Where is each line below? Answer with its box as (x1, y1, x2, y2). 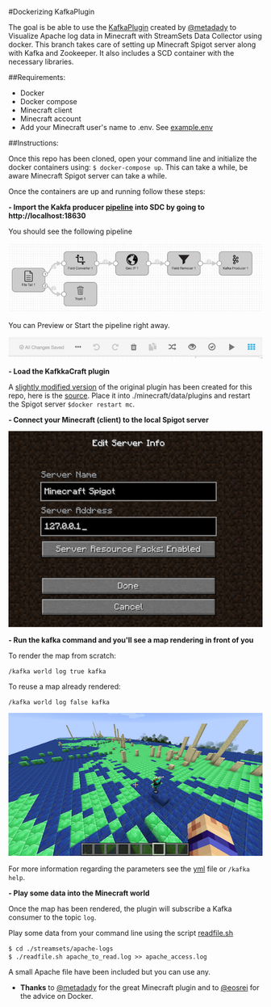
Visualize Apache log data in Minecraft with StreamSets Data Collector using (8, 32, 262, 40)
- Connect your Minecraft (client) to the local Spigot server (8, 415, 210, 424)
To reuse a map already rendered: (8, 681, 121, 691)
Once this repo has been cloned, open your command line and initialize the (8, 154, 257, 163)
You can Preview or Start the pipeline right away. (8, 320, 171, 330)
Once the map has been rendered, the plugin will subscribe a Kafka (8, 904, 232, 913)
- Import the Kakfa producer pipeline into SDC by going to (8, 202, 206, 212)
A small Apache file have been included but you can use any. (8, 967, 211, 976)
